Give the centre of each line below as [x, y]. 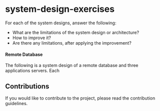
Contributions [27, 86]
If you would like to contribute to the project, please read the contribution [80, 98]
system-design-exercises [60, 9]
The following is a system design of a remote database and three [72, 65]
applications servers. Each [32, 71]
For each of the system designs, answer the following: [61, 23]
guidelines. [16, 103]
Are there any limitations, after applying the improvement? [72, 43]
